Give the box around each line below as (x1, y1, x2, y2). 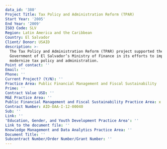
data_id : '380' (5, 7, 37, 12)
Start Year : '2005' (5, 16, 46, 21)
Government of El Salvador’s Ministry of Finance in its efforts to (9, 53, 155, 59)
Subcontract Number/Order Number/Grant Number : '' (5, 137, 112, 142)
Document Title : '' (5, 132, 46, 137)
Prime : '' (5, 85, 26, 91)
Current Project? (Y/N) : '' (5, 76, 64, 81)
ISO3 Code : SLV (5, 26, 37, 31)
